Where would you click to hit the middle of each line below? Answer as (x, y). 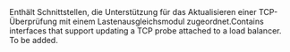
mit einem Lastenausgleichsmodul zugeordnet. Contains (162, 21)
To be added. (34, 40)
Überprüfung (34, 21)
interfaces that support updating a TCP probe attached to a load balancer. (145, 31)
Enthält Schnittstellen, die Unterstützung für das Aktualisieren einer (133, 12)
